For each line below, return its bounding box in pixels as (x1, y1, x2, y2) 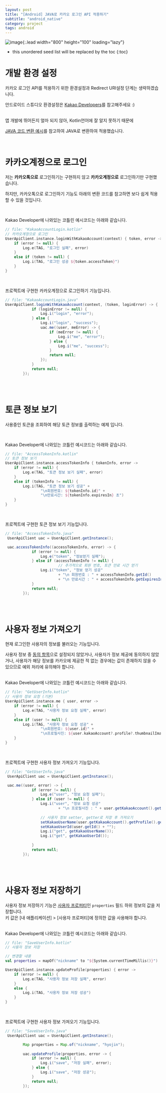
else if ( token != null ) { (14, 254, 70, 260)
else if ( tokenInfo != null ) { (14, 479, 79, 484)
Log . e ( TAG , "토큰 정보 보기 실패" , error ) (23, 470, 103, 475)
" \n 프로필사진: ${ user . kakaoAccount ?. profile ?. (40, 731, 135, 736)
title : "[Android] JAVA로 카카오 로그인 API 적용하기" (5, 12, 109, 17)
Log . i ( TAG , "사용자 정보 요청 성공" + (23, 722, 93, 727)
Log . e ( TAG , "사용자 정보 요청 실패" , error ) (23, 708, 107, 713)
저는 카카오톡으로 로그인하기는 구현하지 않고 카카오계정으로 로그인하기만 (5, 174, 144, 180)
